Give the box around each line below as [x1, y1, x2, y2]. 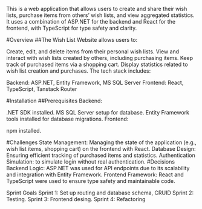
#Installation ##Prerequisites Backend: [6, 97, 103, 104]
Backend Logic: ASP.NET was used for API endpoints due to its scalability [6, 165, 190, 171]
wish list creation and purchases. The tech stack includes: [6, 67, 151, 75]
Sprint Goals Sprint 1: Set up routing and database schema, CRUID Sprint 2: [6, 189, 194, 196]
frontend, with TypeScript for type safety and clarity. [6, 24, 137, 32]
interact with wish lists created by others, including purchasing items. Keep [6, 55, 194, 61]
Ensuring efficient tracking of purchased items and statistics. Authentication [6, 151, 195, 159]
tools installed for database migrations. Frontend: [6, 115, 129, 122]
